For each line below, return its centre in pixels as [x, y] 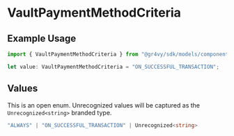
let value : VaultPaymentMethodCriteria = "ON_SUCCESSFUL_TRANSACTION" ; [113, 67]
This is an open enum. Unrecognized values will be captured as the [104, 105]
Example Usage [42, 39]
